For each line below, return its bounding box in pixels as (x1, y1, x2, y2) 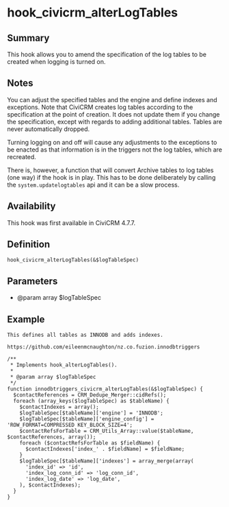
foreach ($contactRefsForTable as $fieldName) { (19, 440, 161, 447)
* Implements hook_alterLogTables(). (10, 362, 118, 368)
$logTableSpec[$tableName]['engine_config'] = (19, 416, 154, 423)
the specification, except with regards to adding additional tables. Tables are (7, 117, 222, 126)
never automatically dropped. (7, 125, 90, 133)
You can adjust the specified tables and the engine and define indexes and (7, 95, 217, 104)
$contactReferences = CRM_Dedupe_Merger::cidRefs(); (13, 392, 167, 399)
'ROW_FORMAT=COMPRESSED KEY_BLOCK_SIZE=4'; (7, 422, 133, 429)
